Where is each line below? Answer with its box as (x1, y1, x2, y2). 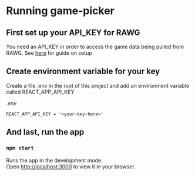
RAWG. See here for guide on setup (6, 49, 92, 57)
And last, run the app (6, 127, 85, 137)
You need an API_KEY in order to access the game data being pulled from (6, 43, 184, 50)
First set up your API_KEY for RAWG (6, 28, 140, 38)
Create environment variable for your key (6, 67, 160, 77)
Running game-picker (6, 4, 115, 18)
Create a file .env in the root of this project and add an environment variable (6, 82, 190, 89)
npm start (6, 145, 34, 151)
